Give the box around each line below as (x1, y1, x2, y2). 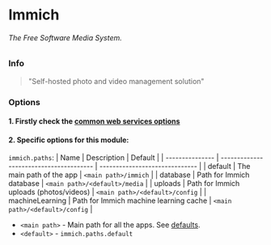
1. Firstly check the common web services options (8, 116, 180, 126)
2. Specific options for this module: (8, 135, 129, 145)
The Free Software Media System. (8, 32, 123, 42)
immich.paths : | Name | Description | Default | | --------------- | (8, 153, 219, 163)
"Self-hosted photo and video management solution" (28, 76, 205, 86)
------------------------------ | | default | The (99, 162, 251, 171)
